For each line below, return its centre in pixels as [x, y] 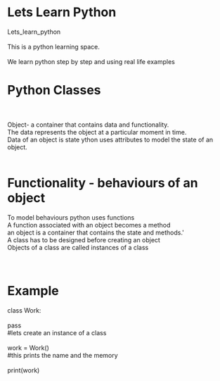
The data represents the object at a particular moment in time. [97, 132]
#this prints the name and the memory [63, 355]
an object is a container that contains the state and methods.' [96, 232]
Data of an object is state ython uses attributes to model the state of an [110, 139]
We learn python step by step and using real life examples [91, 61]
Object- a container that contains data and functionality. [88, 125]
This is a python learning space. [54, 46]
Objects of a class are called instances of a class [78, 247]
